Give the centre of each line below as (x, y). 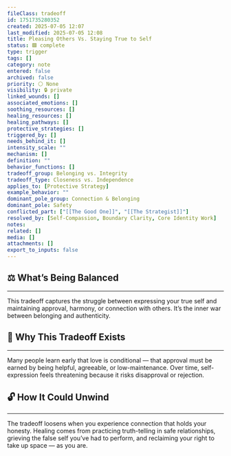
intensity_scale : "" (37, 148)
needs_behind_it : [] (37, 142)
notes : (16, 224)
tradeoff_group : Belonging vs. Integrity (67, 173)
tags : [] (20, 58)
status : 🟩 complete (36, 45)
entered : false (29, 71)
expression (23, 375)
